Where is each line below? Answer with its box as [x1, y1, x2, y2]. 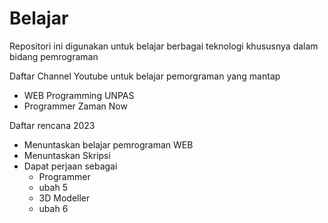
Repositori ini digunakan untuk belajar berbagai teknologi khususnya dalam [9, 40, 319, 52]
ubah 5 [38, 181, 68, 193]
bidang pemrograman [9, 50, 99, 62]
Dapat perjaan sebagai [23, 160, 118, 172]
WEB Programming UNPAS [23, 89, 135, 101]
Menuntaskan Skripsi [23, 149, 111, 161]
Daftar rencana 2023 [9, 119, 96, 131]
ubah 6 [38, 202, 69, 214]
